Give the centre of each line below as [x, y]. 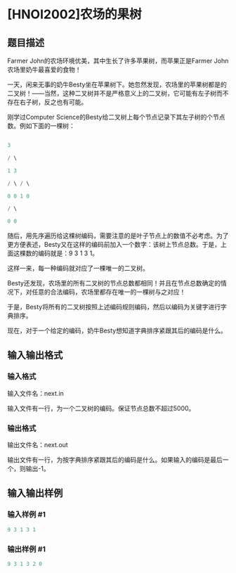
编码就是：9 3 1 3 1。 [68, 253]
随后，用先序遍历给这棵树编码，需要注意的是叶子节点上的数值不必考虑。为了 [118, 236]
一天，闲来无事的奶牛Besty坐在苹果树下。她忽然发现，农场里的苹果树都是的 [117, 84]
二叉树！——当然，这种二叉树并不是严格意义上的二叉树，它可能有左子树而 [115, 93]
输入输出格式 [35, 355]
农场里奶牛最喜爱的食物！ [44, 70]
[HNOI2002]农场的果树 [74, 14]
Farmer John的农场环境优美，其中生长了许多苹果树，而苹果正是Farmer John [118, 61]
